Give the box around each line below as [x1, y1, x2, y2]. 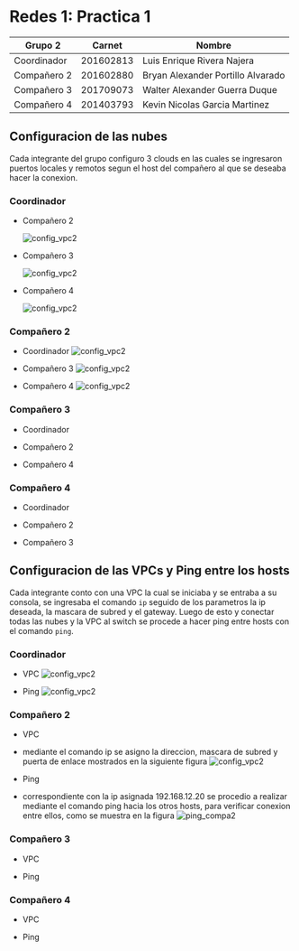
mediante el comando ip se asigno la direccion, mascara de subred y [22, 747, 278, 758]
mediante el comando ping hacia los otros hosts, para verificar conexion [22, 801, 291, 812]
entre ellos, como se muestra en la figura [22, 810, 175, 821]
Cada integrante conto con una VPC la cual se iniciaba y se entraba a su [9, 587, 277, 598]
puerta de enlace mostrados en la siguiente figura [22, 756, 208, 767]
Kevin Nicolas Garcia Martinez [142, 98, 270, 110]
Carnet [92, 39, 123, 51]
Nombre [195, 39, 232, 51]
